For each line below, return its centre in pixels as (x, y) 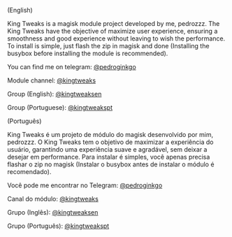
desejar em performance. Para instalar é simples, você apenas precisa (109, 157)
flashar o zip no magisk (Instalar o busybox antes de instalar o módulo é (111, 164)
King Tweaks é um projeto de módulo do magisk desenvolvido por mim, (110, 135)
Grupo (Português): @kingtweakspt (58, 226)
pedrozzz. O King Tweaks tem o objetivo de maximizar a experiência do (110, 142)
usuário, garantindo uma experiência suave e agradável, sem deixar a (107, 149)
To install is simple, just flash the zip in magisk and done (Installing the (108, 46)
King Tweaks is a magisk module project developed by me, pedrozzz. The (114, 23)
